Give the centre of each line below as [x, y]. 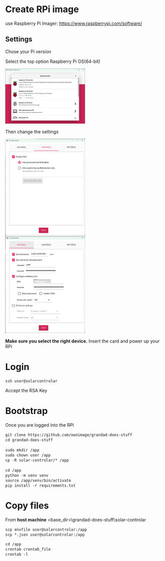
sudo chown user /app [28, 455]
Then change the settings [32, 132]
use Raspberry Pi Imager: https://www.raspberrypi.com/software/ [74, 23]
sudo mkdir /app [22, 450]
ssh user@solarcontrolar [31, 381]
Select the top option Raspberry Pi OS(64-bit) [53, 61]
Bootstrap [27, 411]
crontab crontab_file [28, 549]
